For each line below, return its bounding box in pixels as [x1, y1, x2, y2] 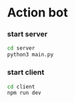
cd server [7, 45, 36, 52]
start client [7, 67, 45, 77]
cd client [7, 83, 36, 90]
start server [7, 30, 48, 39]
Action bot [7, 5, 68, 21]
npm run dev [7, 89, 41, 97]
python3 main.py [7, 51, 54, 58]
